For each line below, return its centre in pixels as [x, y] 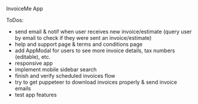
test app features [36, 95]
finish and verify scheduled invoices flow [65, 76]
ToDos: [15, 20]
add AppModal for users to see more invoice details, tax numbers [95, 51]
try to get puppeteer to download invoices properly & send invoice [96, 82]
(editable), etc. [33, 57]
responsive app [34, 63]
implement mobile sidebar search [56, 70]
